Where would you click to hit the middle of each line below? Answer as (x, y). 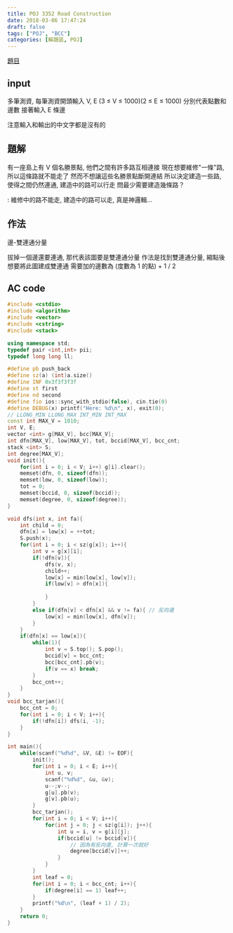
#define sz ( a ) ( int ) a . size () (50, 376)
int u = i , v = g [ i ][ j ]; (94, 832)
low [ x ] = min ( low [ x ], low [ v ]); (91, 577)
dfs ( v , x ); (61, 564)
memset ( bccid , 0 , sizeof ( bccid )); (70, 493)
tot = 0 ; (33, 487)
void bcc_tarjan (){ (36, 702)
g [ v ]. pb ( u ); (62, 799)
